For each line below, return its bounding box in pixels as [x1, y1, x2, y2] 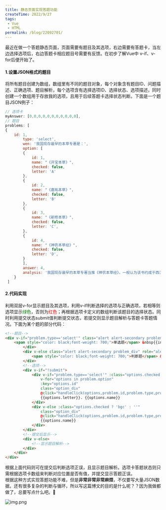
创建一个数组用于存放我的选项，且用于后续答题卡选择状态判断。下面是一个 [5, 93, 157, 99]
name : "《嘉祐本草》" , [31, 187, 74, 193]
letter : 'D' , [31, 252, 58, 257]
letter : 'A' [31, 169, 56, 174]
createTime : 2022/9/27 [5, 12, 52, 17]
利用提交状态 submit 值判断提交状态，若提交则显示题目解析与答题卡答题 [9, 315, 153, 321]
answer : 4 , [23, 265, 45, 270]
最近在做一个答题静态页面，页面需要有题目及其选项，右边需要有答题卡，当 [5, 44, 157, 50]
